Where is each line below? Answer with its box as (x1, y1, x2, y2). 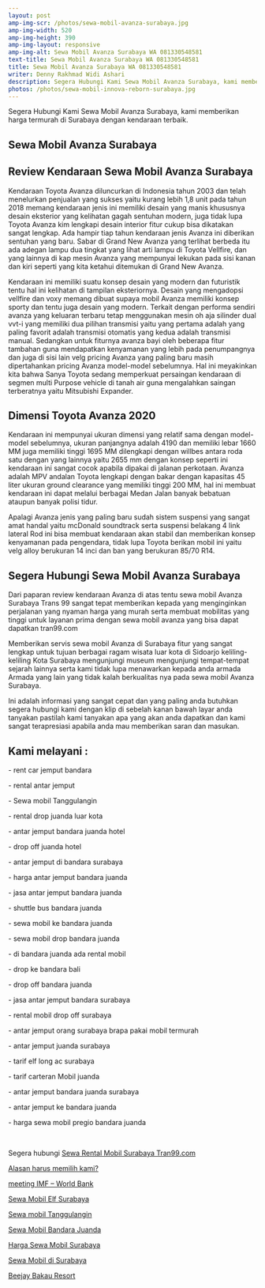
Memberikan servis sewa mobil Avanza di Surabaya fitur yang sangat (8, 639, 233, 648)
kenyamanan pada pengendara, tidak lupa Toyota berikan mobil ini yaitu (8, 538, 242, 547)
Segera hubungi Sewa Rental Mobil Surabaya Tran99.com (8, 1148, 196, 1158)
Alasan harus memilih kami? (8, 1164, 99, 1173)
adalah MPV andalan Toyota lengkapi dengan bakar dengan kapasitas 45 (8, 472, 246, 482)
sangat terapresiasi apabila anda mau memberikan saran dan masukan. (8, 721, 240, 731)
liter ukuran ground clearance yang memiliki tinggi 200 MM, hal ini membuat (8, 480, 256, 490)
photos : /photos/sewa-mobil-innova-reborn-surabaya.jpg (8, 85, 196, 93)
